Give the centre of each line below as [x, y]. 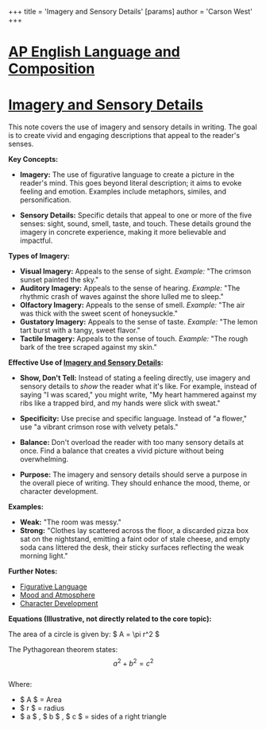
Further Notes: [33, 571]
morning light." [44, 556]
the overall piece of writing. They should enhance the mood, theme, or [135, 483]
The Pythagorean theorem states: [63, 650]
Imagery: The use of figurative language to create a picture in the [127, 175]
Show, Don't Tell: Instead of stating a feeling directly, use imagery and [135, 378]
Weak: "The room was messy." [70, 522]
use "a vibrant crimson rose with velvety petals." [99, 427]
